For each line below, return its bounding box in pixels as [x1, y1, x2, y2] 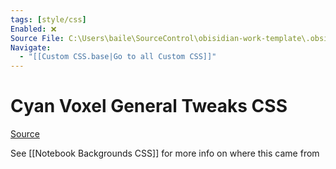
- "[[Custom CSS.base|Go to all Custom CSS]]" [19, 52, 217, 62]
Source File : [10, 33, 65, 43]
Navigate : [10, 42, 52, 53]
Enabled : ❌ [10, 24, 57, 34]
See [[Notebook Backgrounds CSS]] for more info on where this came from [10, 147, 320, 160]
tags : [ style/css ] [10, 14, 87, 25]
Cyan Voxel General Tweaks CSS [10, 95, 288, 118]
